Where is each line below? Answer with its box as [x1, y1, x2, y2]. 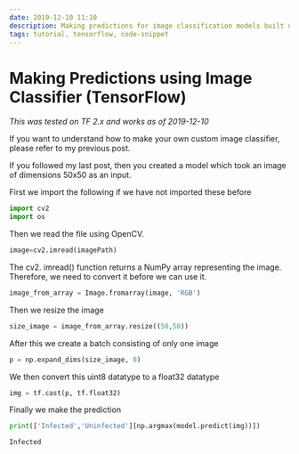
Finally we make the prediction [9, 404, 122, 415]
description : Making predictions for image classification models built [9, 21, 285, 30]
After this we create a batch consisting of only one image [9, 337, 219, 348]
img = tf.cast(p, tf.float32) [9, 388, 122, 397]
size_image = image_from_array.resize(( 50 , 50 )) [9, 321, 190, 330]
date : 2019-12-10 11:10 [9, 12, 98, 22]
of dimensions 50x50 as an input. [9, 170, 132, 181]
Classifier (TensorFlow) [9, 86, 187, 107]
